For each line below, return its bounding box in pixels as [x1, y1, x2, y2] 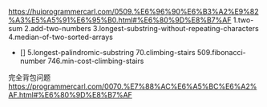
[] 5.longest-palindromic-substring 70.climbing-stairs [19, 48, 196, 57]
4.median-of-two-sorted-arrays [8, 32, 114, 42]
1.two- [233, 15, 254, 25]
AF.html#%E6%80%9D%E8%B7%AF [8, 90, 132, 99]
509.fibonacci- [196, 48, 246, 57]
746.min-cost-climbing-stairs [47, 56, 144, 65]
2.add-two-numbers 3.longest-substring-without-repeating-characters [23, 24, 259, 33]
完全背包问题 [8, 73, 51, 82]
